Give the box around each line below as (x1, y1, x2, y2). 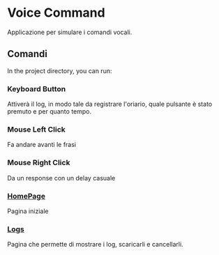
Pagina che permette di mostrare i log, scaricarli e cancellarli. (7, 240, 183, 249)
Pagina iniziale (7, 207, 49, 215)
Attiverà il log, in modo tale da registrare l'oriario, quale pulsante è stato (7, 100, 213, 109)
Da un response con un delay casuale (7, 173, 116, 182)
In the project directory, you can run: (7, 66, 112, 75)
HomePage (7, 191, 45, 201)
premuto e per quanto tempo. (7, 107, 92, 116)
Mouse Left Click (7, 124, 66, 134)
